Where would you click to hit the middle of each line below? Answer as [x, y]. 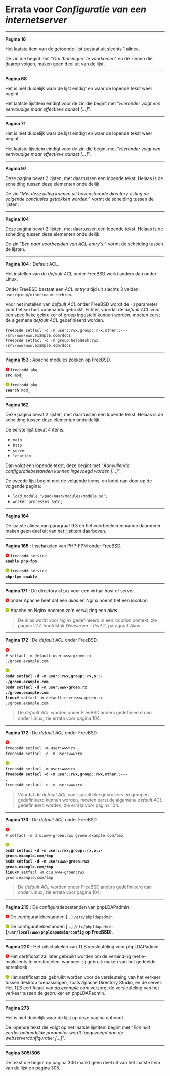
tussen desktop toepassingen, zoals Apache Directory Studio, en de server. [84, 982]
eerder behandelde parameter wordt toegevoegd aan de [64, 1032]
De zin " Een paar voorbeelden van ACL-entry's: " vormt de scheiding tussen [84, 244]
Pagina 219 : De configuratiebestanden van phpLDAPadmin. [68, 907]
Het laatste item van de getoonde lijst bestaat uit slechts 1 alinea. [73, 49]
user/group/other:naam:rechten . [39, 294]
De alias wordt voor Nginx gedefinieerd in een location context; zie [87, 620]
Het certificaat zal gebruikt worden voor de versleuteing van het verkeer [85, 977]
